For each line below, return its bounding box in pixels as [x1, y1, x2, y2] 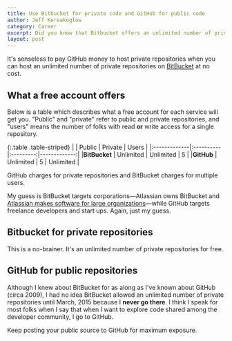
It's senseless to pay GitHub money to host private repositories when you [7, 55, 216, 63]
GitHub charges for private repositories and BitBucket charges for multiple [7, 170, 218, 179]
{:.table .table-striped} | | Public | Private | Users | [7, 143, 148, 151]
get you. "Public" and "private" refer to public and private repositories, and [7, 115, 220, 123]
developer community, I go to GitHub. [7, 312, 114, 321]
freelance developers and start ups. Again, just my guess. [7, 206, 171, 215]
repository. [7, 129, 38, 138]
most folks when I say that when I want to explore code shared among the [7, 305, 217, 313]
